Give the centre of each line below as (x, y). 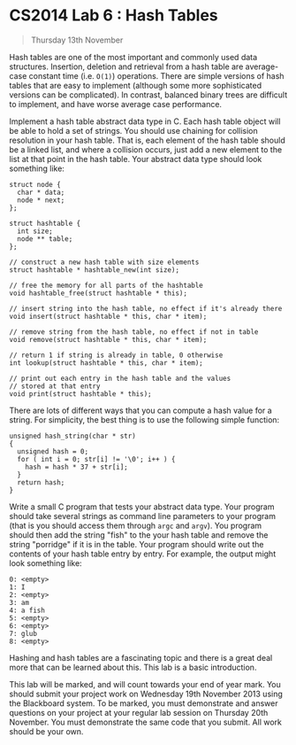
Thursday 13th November (77, 40)
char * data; (41, 192)
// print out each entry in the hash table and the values (120, 378)
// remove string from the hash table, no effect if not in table (134, 332)
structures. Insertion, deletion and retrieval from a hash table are (126, 66)
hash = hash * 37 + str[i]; (76, 467)
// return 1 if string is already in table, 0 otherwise (116, 355)
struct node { (35, 184)
